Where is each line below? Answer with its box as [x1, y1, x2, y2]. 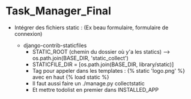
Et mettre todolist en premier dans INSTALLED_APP [32, 86, 159, 93]
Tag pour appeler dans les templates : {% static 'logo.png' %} [32, 67, 186, 74]
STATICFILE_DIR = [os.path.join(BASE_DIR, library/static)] [32, 61, 174, 68]
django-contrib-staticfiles [23, 42, 87, 49]
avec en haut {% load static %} [32, 73, 109, 81]
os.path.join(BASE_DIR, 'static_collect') [32, 54, 129, 61]
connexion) [14, 30, 43, 37]
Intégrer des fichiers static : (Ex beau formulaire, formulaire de [14, 24, 169, 31]
